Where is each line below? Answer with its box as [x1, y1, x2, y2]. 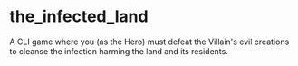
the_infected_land [9, 6, 149, 27]
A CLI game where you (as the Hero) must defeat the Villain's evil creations [9, 36, 290, 47]
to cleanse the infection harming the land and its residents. [9, 45, 228, 56]
